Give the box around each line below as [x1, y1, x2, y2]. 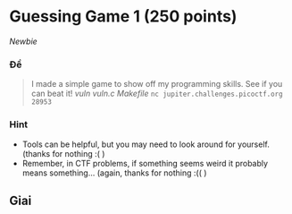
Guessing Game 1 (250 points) [9, 6, 238, 27]
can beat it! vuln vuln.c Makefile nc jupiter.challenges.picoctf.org [30, 88, 283, 99]
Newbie [9, 36, 38, 47]
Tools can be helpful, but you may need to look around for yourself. [21, 139, 270, 150]
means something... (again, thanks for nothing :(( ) [21, 167, 207, 178]
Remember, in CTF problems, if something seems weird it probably [21, 158, 269, 168]
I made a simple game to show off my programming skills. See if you [30, 79, 283, 90]
